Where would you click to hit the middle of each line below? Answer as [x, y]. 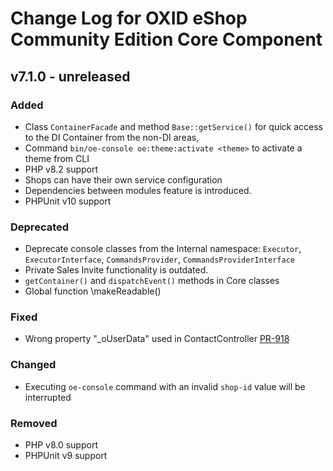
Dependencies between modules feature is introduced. [138, 190]
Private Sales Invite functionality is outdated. [116, 270]
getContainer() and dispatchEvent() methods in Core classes [152, 281]
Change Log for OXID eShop [129, 18]
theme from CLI [57, 158]
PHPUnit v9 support [66, 456]
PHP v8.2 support [61, 169]
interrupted [48, 397]
